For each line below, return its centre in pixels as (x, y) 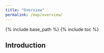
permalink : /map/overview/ (34, 15)
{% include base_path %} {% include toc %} (52, 29)
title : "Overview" (25, 10)
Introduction (26, 45)
